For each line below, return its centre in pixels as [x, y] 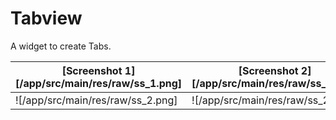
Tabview [46, 18]
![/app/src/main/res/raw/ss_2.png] [96, 100]
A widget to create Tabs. [61, 46]
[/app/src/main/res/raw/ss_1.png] [99, 83]
